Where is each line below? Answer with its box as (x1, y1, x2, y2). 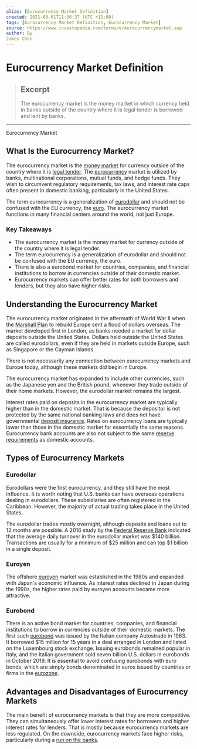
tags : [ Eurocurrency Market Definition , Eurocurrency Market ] (6, 19, 161, 25)
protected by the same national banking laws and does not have (6, 411, 161, 418)
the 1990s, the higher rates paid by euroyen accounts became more (6, 585, 170, 592)
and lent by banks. (20, 113, 66, 119)
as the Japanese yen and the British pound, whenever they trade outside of (6, 381, 188, 388)
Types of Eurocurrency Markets (6, 453, 125, 463)
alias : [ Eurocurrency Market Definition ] (6, 8, 109, 15)
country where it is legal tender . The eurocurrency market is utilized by (6, 168, 177, 175)
